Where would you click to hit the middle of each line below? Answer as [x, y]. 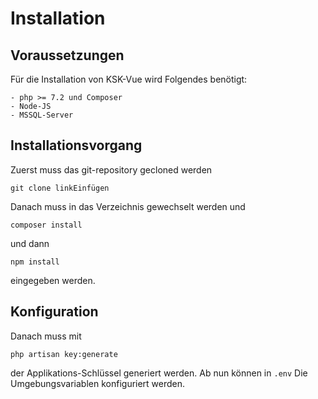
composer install [46, 225]
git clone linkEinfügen [60, 188]
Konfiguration [54, 312]
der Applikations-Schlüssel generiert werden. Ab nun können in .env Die [159, 373]
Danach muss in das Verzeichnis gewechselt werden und [128, 206]
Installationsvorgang [76, 145]
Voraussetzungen [67, 55]
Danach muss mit [46, 336]
